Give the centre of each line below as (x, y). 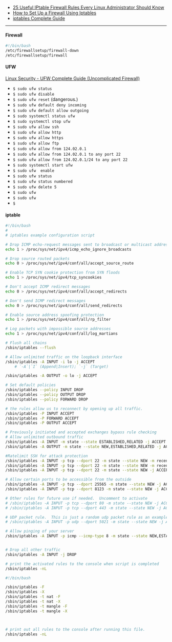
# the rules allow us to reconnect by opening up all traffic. (74, 409)
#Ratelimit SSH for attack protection (47, 456)
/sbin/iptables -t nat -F (33, 597)
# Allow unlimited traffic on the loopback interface (64, 357)
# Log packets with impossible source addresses (58, 329)
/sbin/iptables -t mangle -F (36, 606)
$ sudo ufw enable (34, 171)
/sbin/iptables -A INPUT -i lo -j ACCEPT (50, 362)
